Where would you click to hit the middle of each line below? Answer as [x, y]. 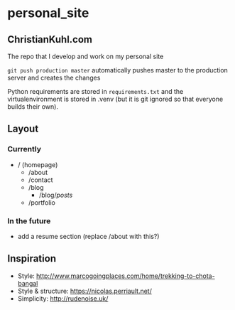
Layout [23, 129]
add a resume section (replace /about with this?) [88, 236]
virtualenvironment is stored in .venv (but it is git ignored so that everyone [115, 99]
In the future [29, 220]
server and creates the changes [54, 77]
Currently [24, 149]
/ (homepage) [38, 164]
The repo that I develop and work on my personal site [86, 56]
